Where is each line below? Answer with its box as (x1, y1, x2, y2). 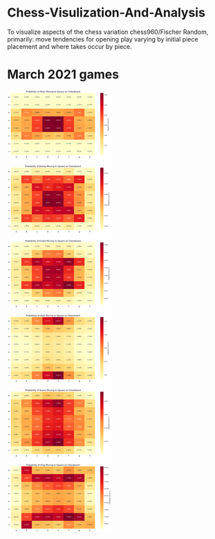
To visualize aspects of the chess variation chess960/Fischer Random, (7, 28, 209, 36)
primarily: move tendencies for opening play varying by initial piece (7, 35, 198, 43)
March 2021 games (7, 67, 120, 82)
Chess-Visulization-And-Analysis (7, 5, 206, 21)
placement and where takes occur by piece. (7, 42, 133, 50)
